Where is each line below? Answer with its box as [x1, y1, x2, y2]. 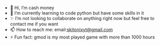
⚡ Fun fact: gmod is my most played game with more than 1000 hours [10, 34, 155, 40]
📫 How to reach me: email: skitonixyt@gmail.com [10, 26, 113, 32]
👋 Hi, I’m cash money [10, 5, 55, 10]
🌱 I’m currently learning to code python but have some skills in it [10, 10, 144, 16]
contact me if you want [10, 21, 58, 27]
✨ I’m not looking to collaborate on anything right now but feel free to [10, 15, 155, 21]
